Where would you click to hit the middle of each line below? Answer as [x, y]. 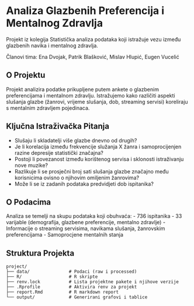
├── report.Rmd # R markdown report [62, 292]
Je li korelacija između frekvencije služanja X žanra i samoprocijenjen [98, 147]
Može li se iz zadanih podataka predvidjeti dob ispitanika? [84, 184]
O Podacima [29, 202]
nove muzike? [31, 165]
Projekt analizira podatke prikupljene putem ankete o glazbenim [83, 89]
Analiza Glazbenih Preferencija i [85, 11]
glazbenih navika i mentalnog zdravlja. [52, 46]
